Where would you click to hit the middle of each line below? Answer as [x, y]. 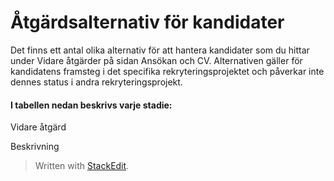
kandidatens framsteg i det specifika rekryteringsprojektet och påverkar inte [167, 71]
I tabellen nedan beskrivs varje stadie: [91, 105]
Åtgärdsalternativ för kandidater [147, 22]
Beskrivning [35, 147]
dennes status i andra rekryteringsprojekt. [96, 82]
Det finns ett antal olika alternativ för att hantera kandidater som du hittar [160, 50]
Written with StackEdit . [82, 166]
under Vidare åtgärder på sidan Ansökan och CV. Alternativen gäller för [156, 60]
